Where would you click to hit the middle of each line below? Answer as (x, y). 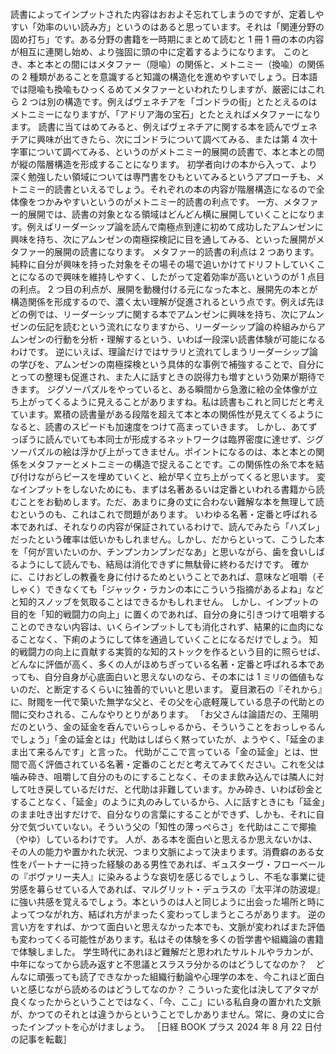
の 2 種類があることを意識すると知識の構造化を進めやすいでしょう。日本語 (164, 76)
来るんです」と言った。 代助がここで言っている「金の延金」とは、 (173, 751)
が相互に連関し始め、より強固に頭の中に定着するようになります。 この (156, 51)
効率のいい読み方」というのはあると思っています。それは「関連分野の (180, 26)
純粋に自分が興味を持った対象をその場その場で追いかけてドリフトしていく (163, 264)
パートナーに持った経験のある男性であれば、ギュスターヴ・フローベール (176, 864)
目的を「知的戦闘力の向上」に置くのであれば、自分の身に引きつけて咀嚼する (168, 614)
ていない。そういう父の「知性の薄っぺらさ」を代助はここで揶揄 (185, 826)
